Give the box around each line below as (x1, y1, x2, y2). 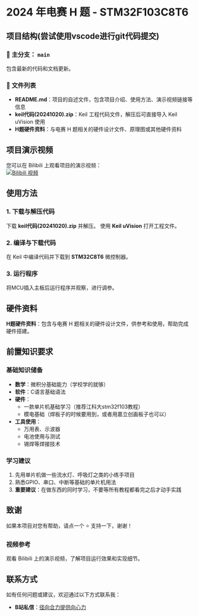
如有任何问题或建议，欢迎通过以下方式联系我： (6, 590, 121, 598)
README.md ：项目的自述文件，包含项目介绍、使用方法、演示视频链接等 (14, 96, 193, 103)
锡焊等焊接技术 (23, 440, 61, 447)
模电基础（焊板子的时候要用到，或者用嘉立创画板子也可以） (23, 410, 170, 417)
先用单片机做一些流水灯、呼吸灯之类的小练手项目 (14, 471, 135, 479)
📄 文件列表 (6, 81, 37, 89)
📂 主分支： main (6, 50, 50, 58)
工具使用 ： (14, 418, 42, 425)
